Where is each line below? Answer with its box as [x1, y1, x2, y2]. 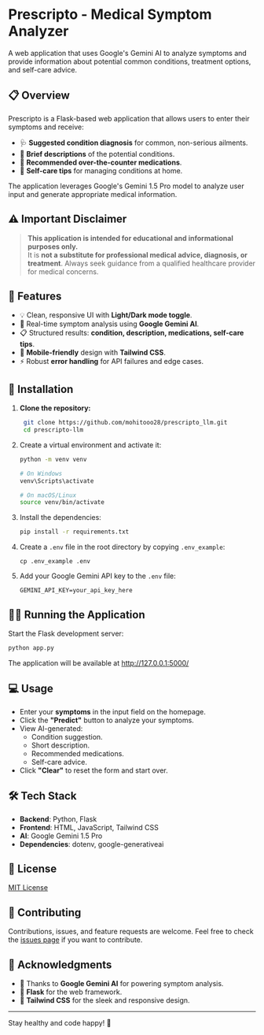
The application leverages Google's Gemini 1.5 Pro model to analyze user [8, 181, 245, 191]
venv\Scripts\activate [19, 477, 94, 485]
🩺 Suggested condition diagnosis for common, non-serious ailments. [19, 138, 248, 147]
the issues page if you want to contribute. [8, 935, 143, 944]
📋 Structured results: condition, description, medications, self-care [19, 328, 244, 338]
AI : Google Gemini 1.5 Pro [19, 831, 103, 840]
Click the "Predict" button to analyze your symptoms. [19, 715, 194, 725]
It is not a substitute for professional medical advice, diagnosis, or [27, 250, 248, 259]
